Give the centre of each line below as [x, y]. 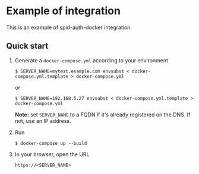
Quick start [27, 46]
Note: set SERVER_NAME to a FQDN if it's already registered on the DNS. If [102, 115]
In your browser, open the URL [52, 154]
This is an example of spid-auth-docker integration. [69, 27]
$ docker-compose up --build [51, 143]
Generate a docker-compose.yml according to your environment [91, 60]
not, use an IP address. [43, 121]
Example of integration [63, 11]
